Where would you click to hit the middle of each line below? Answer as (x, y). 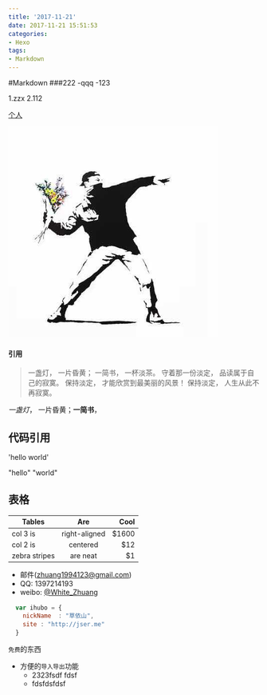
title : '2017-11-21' (43, 17)
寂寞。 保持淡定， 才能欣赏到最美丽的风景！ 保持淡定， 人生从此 (147, 383)
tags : (17, 51)
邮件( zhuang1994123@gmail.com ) (76, 574)
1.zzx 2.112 (26, 98)
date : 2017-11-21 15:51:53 (53, 25)
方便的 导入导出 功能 (49, 666)
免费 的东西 (25, 649)
